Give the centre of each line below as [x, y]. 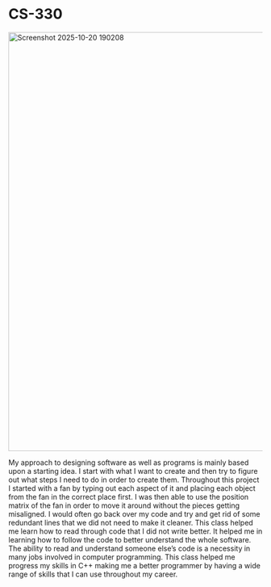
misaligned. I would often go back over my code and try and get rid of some [134, 513]
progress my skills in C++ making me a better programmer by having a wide [134, 565]
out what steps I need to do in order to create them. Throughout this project [134, 479]
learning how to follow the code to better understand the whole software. [130, 539]
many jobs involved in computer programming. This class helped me [122, 557]
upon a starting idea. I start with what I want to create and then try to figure [133, 471]
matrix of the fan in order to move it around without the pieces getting [124, 505]
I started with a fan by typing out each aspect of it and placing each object [132, 488]
